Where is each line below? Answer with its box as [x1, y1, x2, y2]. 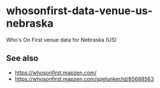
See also [6, 53, 39, 63]
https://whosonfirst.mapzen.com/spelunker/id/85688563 [14, 75, 154, 82]
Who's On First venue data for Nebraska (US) [6, 36, 117, 43]
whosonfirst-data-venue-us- [6, 4, 153, 18]
